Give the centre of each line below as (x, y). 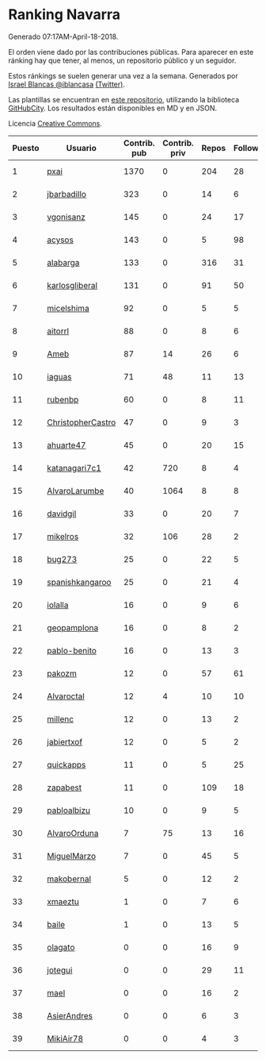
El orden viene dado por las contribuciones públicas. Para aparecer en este (131, 52)
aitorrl (58, 331)
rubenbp (63, 399)
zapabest (64, 788)
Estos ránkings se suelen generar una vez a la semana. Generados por (123, 75)
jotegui (60, 970)
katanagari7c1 (74, 468)
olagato (61, 947)
